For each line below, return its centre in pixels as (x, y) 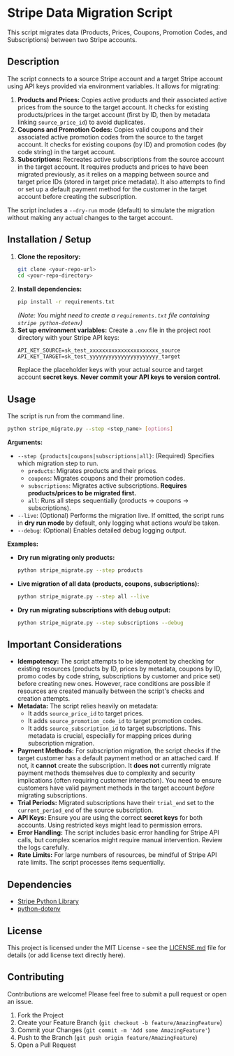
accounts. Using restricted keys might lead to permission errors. (110, 825)
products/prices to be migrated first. (82, 493)
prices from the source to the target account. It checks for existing (113, 107)
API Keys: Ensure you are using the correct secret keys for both (110, 818)
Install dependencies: (50, 289)
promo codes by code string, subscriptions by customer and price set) (119, 676)
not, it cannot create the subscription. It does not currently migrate (114, 766)
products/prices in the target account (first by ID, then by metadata (114, 114)
